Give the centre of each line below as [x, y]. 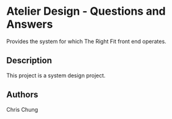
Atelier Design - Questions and [86, 11]
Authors [22, 95]
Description [29, 60]
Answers [30, 24]
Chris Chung [22, 109]
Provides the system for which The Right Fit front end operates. [86, 41]
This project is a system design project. [56, 75]
